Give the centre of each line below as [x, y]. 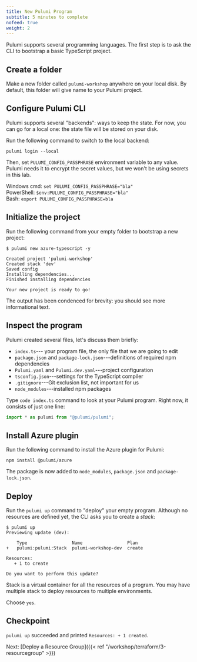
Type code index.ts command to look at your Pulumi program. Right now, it [97, 400]
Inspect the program [44, 326]
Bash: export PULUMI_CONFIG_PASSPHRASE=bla [60, 199]
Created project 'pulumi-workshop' [50, 259]
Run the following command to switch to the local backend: [78, 140]
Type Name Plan [77, 543]
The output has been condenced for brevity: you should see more [86, 301]
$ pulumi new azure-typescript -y [49, 248]
